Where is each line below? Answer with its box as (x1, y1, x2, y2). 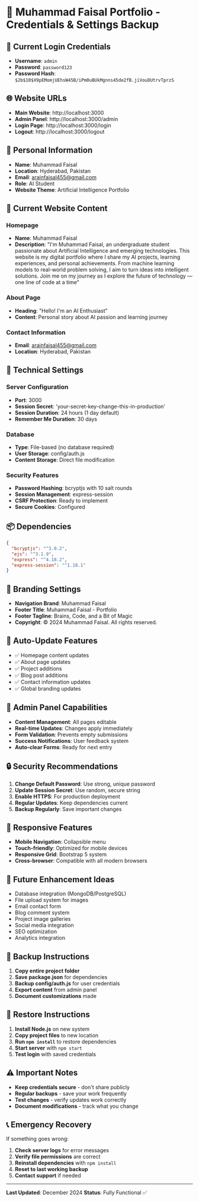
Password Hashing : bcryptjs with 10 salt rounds (14, 485, 133, 492)
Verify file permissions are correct (14, 1153, 101, 1160)
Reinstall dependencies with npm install (14, 1159, 117, 1166)
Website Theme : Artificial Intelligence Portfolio (14, 186, 130, 193)
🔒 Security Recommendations (6, 762, 118, 772)
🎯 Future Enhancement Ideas (6, 875, 114, 885)
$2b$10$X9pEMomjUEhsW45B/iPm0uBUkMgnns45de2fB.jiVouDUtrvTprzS (14, 77, 175, 83)
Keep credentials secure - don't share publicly (14, 1083, 130, 1090)
